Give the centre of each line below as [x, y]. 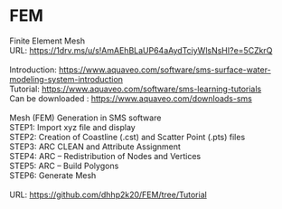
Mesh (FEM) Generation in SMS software [85, 118]
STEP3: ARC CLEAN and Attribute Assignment [95, 147]
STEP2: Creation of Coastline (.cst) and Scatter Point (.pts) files [127, 137]
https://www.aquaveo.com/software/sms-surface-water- [164, 70]
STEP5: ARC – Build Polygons [64, 166]
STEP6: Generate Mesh [53, 175]
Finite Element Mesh [47, 41]
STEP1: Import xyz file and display [72, 127]
